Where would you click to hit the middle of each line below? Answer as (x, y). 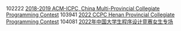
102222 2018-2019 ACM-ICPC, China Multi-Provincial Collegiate (83, 8)
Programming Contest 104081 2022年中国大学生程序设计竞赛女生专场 (90, 22)
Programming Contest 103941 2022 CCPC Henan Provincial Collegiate (90, 15)
